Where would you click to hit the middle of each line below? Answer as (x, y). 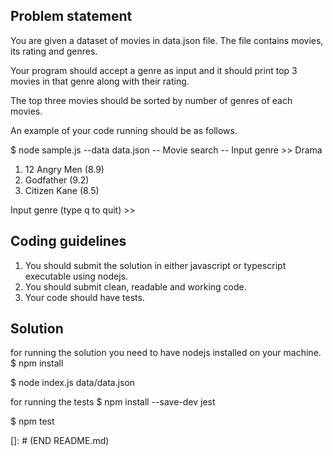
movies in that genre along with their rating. (100, 81)
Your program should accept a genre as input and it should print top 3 (154, 70)
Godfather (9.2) (57, 180)
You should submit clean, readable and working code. (135, 286)
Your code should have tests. (84, 297)
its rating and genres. (54, 51)
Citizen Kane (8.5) (62, 190)
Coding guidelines (68, 241)
